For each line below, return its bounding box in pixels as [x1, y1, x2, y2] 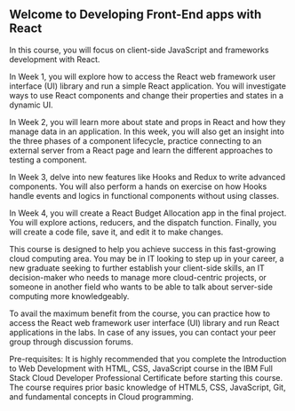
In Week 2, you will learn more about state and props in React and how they [9, 116, 286, 127]
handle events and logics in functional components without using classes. [9, 190, 280, 201]
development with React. [9, 53, 100, 65]
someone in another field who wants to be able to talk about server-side [9, 281, 274, 292]
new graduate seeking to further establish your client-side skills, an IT [9, 262, 265, 273]
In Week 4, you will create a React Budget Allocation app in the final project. [9, 208, 287, 218]
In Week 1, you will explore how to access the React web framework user [9, 71, 276, 82]
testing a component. [9, 154, 87, 165]
